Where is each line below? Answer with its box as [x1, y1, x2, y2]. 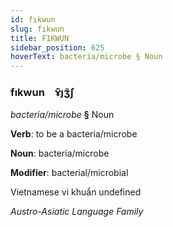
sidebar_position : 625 [10, 42, 105, 53]
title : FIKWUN [10, 33, 70, 43]
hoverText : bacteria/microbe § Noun [10, 52, 163, 62]
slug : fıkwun [10, 24, 65, 34]
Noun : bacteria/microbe [10, 147, 110, 160]
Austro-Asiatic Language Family [10, 206, 144, 218]
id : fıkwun [10, 14, 56, 25]
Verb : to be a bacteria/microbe [10, 128, 138, 140]
